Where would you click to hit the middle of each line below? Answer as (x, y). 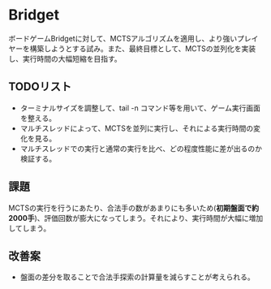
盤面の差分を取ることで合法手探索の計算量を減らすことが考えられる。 (138, 277)
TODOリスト (40, 87)
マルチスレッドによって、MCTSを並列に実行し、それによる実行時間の (137, 128)
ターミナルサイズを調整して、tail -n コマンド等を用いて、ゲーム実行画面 (140, 108)
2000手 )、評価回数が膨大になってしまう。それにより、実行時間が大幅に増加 (136, 218)
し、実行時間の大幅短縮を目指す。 (65, 58)
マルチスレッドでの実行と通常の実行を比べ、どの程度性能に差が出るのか (141, 149)
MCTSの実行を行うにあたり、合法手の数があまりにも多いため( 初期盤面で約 (134, 208)
